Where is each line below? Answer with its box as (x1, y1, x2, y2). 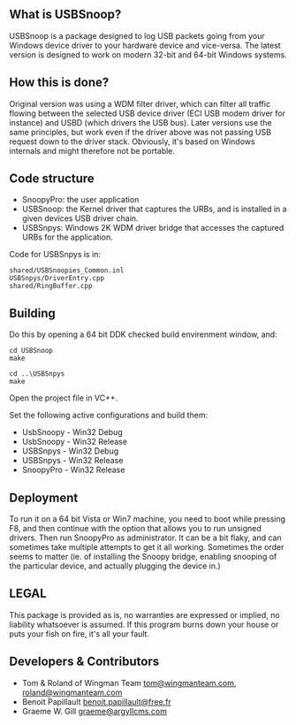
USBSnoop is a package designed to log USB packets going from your (9, 30, 265, 41)
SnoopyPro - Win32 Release (21, 464, 125, 476)
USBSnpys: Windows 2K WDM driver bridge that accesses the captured (21, 223, 285, 233)
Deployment (9, 490, 79, 505)
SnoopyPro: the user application (21, 195, 140, 205)
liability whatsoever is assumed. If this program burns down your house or (9, 619, 279, 630)
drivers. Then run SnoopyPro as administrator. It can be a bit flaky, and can (9, 532, 282, 543)
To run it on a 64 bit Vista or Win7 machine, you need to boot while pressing (9, 514, 285, 524)
